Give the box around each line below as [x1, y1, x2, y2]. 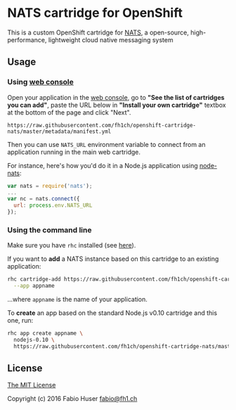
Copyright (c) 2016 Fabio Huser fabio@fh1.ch [7, 395, 138, 403]
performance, [7, 35, 47, 44]
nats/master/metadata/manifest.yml [7, 128, 112, 135]
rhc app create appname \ [7, 330, 83, 337]
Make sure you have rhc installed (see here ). [7, 241, 136, 250]
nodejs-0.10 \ [13, 336, 55, 343]
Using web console [7, 77, 74, 87]
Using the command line [7, 225, 92, 235]
